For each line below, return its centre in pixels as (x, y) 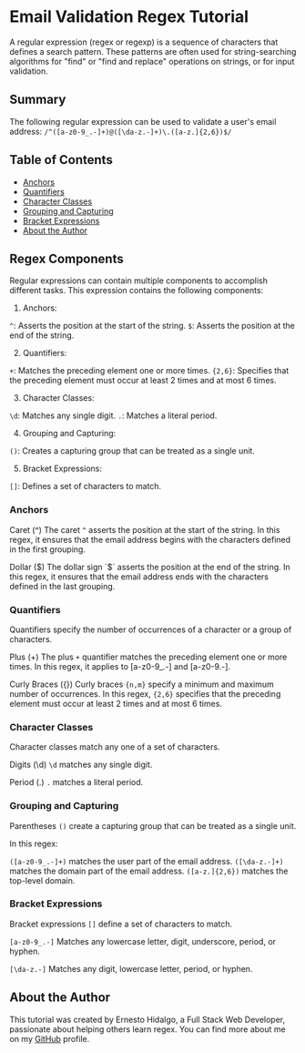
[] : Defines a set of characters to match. (86, 486)
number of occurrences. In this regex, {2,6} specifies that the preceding (145, 693)
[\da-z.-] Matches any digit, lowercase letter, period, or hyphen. (131, 968)
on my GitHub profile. (50, 1038)
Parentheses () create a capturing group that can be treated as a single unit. (153, 825)
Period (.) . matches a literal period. (76, 782)
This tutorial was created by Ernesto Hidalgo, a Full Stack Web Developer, (147, 1019)
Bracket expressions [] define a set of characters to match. (121, 924)
